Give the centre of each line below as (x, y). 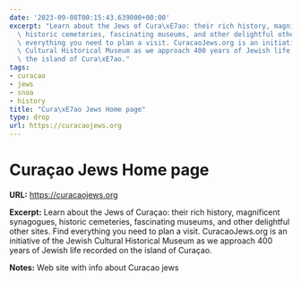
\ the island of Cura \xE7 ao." (73, 59)
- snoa (21, 92)
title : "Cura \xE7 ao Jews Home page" (77, 109)
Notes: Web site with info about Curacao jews (94, 267)
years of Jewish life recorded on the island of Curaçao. (111, 250)
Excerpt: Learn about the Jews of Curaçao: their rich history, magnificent (145, 212)
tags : (19, 68)
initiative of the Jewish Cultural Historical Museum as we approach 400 (141, 240)
